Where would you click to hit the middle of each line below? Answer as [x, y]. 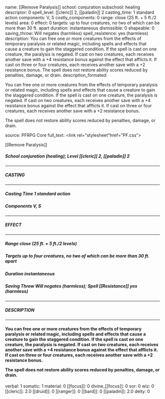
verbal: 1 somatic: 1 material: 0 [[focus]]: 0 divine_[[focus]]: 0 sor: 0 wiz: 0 [80, 386]
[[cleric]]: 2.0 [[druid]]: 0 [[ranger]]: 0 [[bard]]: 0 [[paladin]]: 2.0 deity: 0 [78, 391]
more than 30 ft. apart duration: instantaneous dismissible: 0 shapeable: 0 [80, 28]
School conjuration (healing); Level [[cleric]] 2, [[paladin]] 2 [68, 156]
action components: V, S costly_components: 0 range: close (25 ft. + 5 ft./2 [81, 17]
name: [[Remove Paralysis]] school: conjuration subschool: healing [73, 7]
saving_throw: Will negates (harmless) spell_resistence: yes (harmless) [77, 33]
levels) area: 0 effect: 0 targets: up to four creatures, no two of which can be [82, 23]
